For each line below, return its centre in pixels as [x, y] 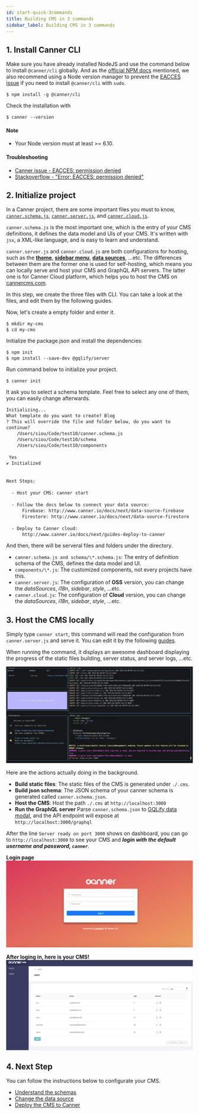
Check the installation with [38, 106]
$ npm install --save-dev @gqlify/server [58, 358]
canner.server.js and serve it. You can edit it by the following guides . [91, 640]
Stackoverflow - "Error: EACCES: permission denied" [79, 177]
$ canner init [24, 381]
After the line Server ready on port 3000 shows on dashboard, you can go [97, 833]
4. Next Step [30, 1066]
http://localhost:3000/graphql [53, 822]
